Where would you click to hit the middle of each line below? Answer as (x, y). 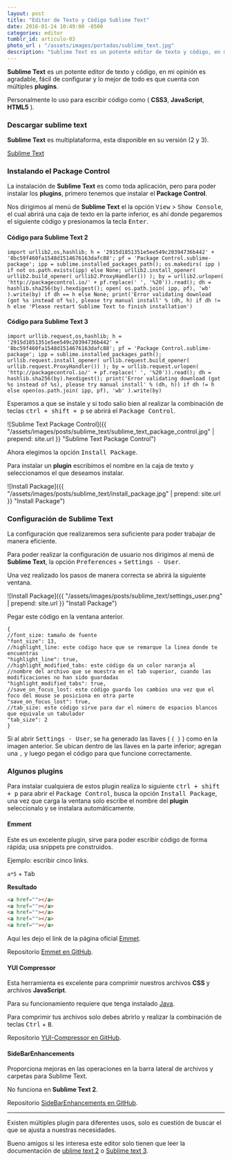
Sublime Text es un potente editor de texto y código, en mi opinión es (106, 71)
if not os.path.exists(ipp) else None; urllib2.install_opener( (101, 270)
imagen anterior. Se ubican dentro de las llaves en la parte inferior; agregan (114, 746)
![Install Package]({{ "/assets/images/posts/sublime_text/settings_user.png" (115, 596)
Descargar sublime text (47, 125)
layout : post (26, 13)
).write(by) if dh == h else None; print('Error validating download (109, 294)
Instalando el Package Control (59, 171)
